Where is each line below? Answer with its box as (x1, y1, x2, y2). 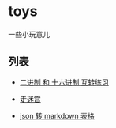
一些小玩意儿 (8, 29, 50, 39)
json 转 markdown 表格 (19, 111, 95, 120)
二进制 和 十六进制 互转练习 (19, 77, 109, 87)
